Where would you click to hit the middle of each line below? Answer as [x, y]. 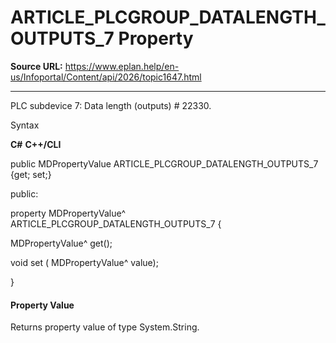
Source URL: [36, 66]
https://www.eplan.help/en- [122, 66]
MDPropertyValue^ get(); [61, 243]
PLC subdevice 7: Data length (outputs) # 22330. [111, 105]
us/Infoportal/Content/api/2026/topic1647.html [106, 77]
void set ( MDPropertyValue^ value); [84, 262]
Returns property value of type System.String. [105, 327]
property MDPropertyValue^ [68, 213]
